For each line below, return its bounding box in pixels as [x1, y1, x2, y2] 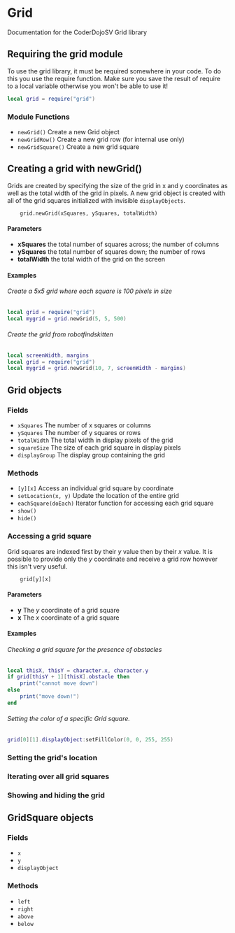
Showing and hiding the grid [7, 790, 105, 800]
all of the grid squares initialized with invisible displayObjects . [7, 196, 185, 204]
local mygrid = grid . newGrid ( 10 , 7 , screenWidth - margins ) [7, 365, 187, 372]
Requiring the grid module [7, 48, 124, 60]
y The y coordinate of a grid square [17, 606, 120, 614]
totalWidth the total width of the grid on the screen [17, 255, 166, 263]
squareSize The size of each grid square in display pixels [17, 443, 181, 452]
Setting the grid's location [7, 753, 98, 762]
